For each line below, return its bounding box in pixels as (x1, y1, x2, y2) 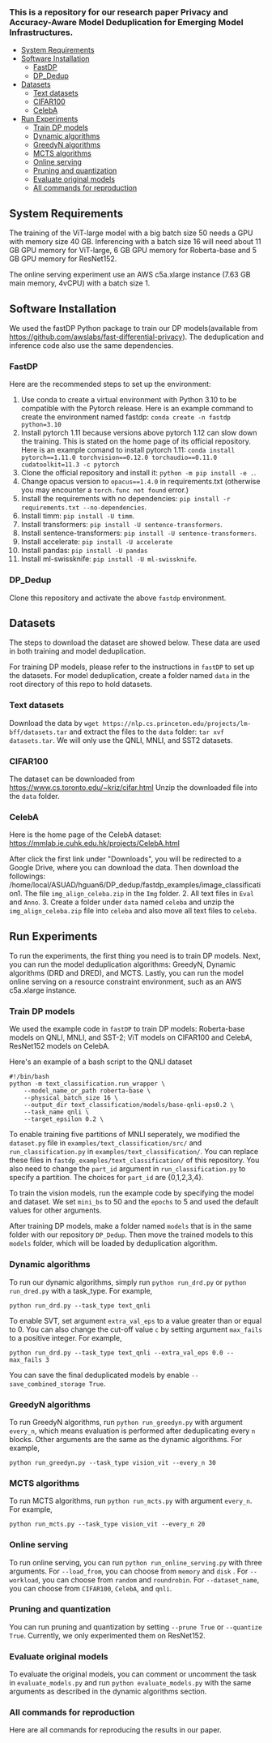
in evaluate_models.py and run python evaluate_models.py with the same (9, 1678, 252, 1688)
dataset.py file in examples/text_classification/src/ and (9, 1138, 202, 1148)
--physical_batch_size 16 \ (23, 1094, 118, 1102)
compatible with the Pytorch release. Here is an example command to (20, 404, 253, 414)
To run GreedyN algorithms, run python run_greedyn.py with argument (9, 1417, 244, 1427)
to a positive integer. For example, (9, 1333, 122, 1342)
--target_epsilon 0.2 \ (23, 1115, 104, 1123)
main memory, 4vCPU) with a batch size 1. (9, 278, 151, 288)
